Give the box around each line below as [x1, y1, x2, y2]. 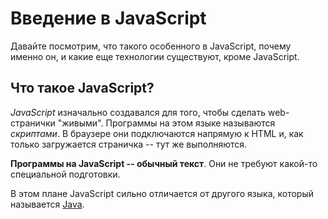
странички [10, 117, 56, 129]
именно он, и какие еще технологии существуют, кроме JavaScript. [10, 50, 300, 62]
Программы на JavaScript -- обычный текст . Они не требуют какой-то [10, 157, 318, 169]
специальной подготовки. [10, 168, 121, 180]
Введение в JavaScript [10, 7, 207, 30]
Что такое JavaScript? [10, 80, 155, 97]
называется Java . [10, 198, 85, 210]
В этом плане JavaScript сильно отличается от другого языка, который [10, 187, 315, 199]
